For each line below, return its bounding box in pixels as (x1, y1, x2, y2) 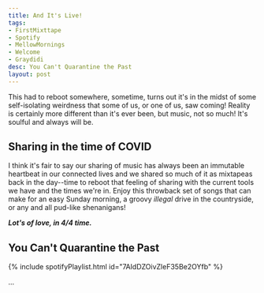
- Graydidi (8, 56, 44, 64)
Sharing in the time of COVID (8, 140, 152, 154)
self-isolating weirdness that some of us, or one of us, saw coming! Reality (8, 100, 251, 110)
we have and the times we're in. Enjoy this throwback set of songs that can (8, 186, 251, 196)
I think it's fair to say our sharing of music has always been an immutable (8, 161, 245, 171)
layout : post (8, 70, 51, 78)
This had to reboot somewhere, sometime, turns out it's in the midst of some (8, 92, 257, 101)
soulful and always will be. (8, 117, 94, 126)
